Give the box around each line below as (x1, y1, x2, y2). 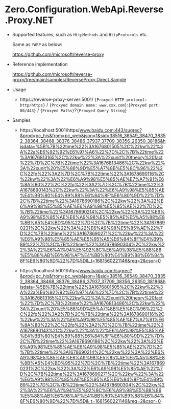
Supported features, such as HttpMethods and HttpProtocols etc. (12, 31, 148, 37)
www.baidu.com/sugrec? (79, 267, 132, 273)
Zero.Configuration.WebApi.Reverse (5, 4, 164, 15)
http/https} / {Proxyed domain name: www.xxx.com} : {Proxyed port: (19, 101, 160, 108)
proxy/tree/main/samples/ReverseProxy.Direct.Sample (12, 76, 126, 82)
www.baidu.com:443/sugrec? (79, 127, 142, 133)
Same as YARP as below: (12, 41, 62, 47)
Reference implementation (12, 61, 68, 67)
